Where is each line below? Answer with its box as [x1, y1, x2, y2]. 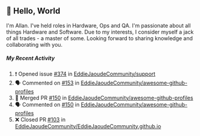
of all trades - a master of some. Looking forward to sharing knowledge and [6, 34, 193, 42]
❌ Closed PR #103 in [14, 116, 66, 123]
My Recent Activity [6, 55, 55, 62]
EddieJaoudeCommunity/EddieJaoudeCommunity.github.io [14, 122, 162, 129]
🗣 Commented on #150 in [14, 101, 80, 108]
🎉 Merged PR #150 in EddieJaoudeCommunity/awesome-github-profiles [14, 94, 193, 101]
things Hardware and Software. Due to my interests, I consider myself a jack [6, 28, 194, 35]
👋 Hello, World [6, 6, 60, 16]
